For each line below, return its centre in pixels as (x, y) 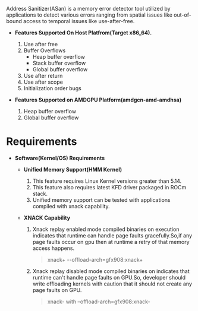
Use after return (43, 76)
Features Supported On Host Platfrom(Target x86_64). (83, 33)
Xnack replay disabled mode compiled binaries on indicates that (111, 271)
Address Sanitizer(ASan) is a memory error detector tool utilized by (88, 9)
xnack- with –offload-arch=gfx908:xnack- (99, 302)
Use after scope (43, 82)
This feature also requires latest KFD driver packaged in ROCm (109, 187)
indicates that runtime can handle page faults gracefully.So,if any (112, 235)
